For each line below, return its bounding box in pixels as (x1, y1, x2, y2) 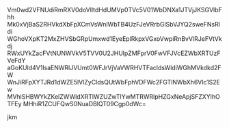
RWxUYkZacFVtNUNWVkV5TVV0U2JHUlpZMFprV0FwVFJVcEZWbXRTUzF (7, 49, 221, 57)
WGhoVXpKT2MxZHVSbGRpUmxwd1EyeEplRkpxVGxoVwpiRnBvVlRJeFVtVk (7, 35, 222, 43)
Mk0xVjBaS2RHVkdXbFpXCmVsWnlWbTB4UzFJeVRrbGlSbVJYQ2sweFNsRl (7, 20, 221, 28)
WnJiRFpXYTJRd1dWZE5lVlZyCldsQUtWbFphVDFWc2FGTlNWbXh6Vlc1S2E (7, 78, 221, 86)
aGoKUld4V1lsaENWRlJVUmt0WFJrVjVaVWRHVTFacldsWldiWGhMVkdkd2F (7, 64, 221, 71)
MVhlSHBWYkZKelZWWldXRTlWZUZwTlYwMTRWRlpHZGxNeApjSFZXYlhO (7, 93, 220, 101)
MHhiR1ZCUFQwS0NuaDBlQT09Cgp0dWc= (23, 100, 147, 108)
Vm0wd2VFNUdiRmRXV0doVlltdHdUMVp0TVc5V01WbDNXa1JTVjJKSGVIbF (7, 6, 222, 14)
